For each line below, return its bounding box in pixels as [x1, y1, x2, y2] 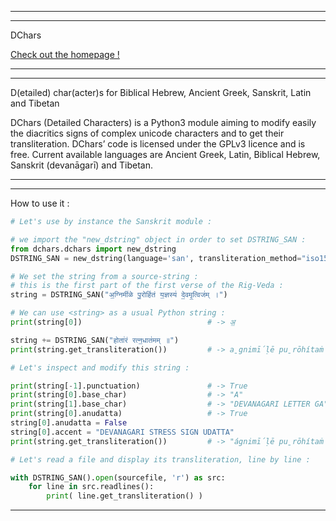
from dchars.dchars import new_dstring [10, 244, 177, 254]
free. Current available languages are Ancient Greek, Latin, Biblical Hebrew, [10, 149, 321, 160]
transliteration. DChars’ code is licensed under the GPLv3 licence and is [10, 138, 306, 150]
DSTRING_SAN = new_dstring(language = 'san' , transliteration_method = [10, 253, 302, 263]
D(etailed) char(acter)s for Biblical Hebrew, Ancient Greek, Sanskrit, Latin [10, 87, 312, 98]
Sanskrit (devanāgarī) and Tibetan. [10, 159, 153, 171]
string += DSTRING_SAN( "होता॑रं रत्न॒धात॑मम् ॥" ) [10, 335, 180, 345]
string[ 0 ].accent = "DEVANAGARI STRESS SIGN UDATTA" [10, 427, 235, 437]
